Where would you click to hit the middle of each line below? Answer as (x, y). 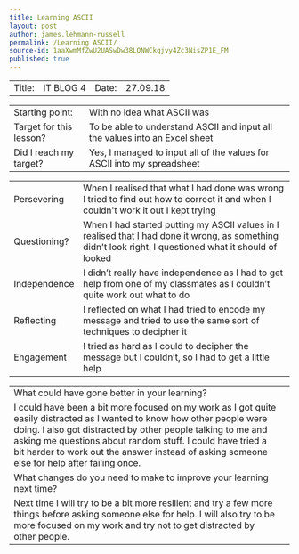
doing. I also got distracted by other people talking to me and (141, 430)
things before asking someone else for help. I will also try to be (145, 514)
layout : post (33, 26)
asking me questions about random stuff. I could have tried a (140, 440)
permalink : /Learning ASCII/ (63, 42)
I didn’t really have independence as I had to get (183, 273)
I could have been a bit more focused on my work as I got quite (145, 407)
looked (97, 258)
